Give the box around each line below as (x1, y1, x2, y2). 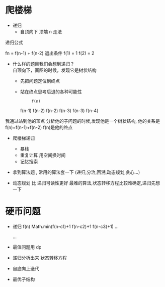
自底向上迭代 (12, 265, 39, 271)
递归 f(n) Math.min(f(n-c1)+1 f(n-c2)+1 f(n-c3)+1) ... (12, 223, 119, 229)
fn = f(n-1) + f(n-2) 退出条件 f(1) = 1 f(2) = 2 (5, 50, 95, 56)
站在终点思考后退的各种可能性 (20, 88, 82, 94)
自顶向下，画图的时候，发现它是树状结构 (12, 67, 97, 73)
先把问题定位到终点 (20, 78, 60, 84)
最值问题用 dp (12, 244, 42, 250)
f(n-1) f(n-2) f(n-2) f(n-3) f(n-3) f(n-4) (20, 107, 99, 114)
